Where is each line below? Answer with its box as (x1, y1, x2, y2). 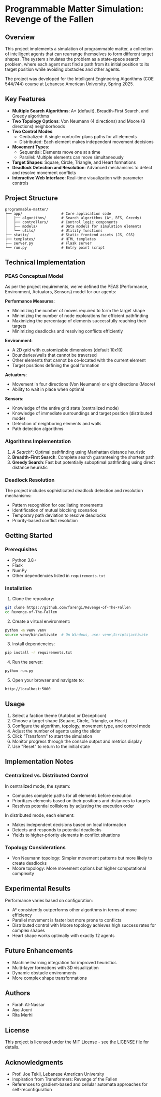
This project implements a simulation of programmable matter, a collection (5, 46, 153, 51)
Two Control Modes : (12, 128, 54, 134)
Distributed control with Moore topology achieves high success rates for (12, 922, 156, 928)
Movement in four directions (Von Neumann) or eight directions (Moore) (12, 382, 156, 387)
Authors (5, 989, 30, 997)
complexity (12, 870, 35, 876)
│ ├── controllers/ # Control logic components (5, 220, 118, 224)
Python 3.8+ (12, 557, 37, 563)
